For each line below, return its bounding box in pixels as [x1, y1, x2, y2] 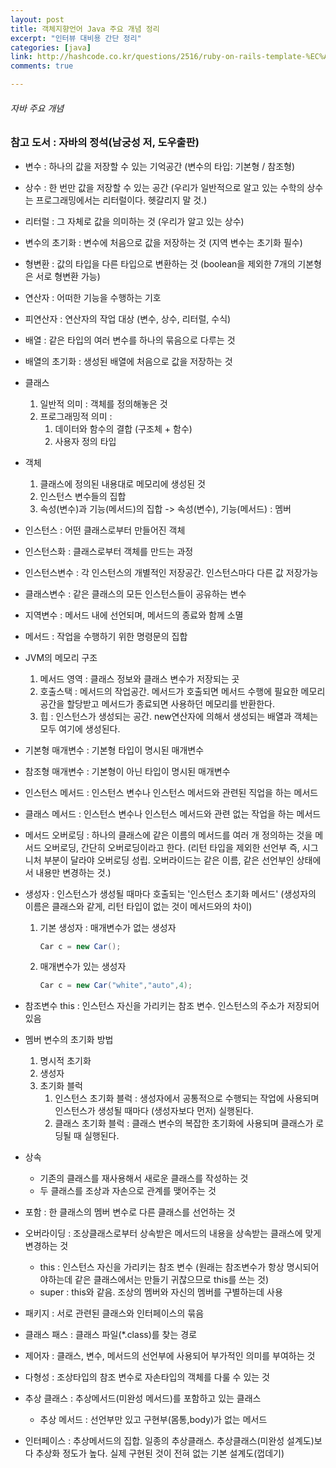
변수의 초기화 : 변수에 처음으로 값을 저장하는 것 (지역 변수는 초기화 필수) [24, 236, 303, 248]
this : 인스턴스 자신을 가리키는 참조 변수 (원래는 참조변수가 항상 [39, 1261, 285, 1273]
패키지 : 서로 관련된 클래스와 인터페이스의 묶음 [24, 1307, 205, 1320]
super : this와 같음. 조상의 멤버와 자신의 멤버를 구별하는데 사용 [39, 1286, 283, 1298]
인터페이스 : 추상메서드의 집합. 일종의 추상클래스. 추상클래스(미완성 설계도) [24, 1435, 315, 1447]
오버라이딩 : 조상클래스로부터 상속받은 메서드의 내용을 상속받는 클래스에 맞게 [24, 1227, 322, 1240]
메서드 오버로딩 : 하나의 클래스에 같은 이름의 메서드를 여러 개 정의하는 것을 [24, 829, 313, 841]
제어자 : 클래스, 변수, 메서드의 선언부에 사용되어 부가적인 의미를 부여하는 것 [24, 1350, 316, 1362]
